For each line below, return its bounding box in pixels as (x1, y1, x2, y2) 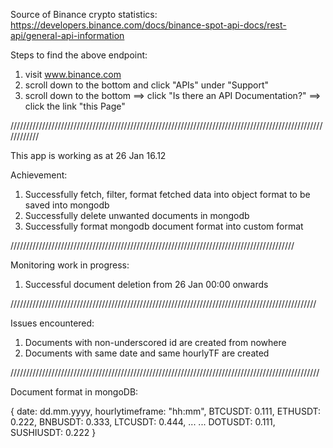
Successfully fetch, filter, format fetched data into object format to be (24, 189, 311, 200)
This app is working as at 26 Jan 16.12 (10, 150, 167, 161)
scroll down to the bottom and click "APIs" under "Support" (24, 79, 270, 91)
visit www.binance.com (24, 69, 122, 80)
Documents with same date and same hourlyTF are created (24, 347, 270, 359)
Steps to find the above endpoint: (10, 49, 148, 61)
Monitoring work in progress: (10, 259, 130, 271)
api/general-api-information (10, 30, 125, 41)
